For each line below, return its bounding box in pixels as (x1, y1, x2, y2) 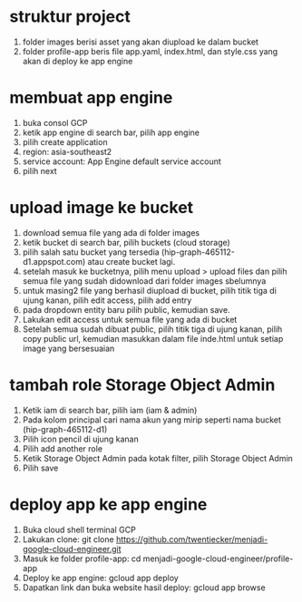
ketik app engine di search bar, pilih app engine (22, 127, 200, 138)
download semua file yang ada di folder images (22, 227, 200, 238)
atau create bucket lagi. (87, 256, 176, 267)
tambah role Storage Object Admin (9, 374, 276, 395)
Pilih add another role (22, 442, 102, 454)
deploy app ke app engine (9, 494, 208, 514)
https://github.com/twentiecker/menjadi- (116, 533, 268, 545)
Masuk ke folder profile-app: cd (22, 553, 141, 564)
